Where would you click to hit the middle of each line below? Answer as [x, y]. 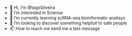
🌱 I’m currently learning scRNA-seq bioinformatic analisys [67, 18]
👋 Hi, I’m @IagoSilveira [32, 8]
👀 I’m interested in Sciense [36, 13]
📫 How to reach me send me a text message [55, 28]
